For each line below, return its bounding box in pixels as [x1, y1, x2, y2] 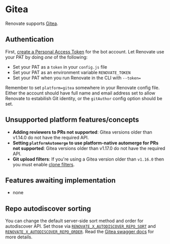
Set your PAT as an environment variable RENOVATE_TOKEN [12, 69, 131, 75]
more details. [5, 234, 33, 240]
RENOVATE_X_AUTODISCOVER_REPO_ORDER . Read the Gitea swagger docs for [5, 229, 154, 235]
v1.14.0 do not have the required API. [12, 134, 89, 140]
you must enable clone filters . [12, 161, 75, 167]
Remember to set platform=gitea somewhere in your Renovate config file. [5, 84, 160, 90]
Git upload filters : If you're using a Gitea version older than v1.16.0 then [12, 156, 164, 162]
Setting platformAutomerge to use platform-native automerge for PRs [12, 140, 159, 146]
